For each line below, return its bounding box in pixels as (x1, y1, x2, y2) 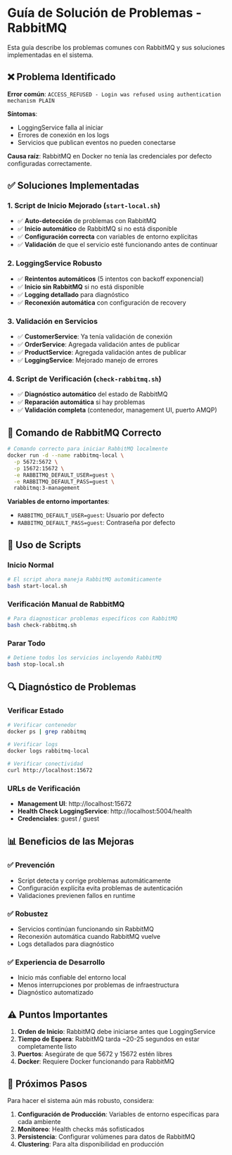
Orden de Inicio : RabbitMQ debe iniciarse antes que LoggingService (17, 1028, 216, 1036)
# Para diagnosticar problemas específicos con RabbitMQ (7, 615, 178, 622)
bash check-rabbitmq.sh (7, 621, 77, 629)
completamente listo (17, 1042, 77, 1051)
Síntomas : (7, 109, 38, 118)
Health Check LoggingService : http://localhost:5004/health (17, 807, 192, 816)
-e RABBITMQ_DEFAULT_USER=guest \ (13, 472, 115, 479)
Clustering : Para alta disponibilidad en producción (17, 1140, 164, 1148)
